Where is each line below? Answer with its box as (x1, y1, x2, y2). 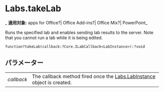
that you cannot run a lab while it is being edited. (5, 35, 103, 41)
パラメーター (5, 59, 44, 67)
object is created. (32, 79, 72, 86)
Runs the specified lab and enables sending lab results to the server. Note (5, 29, 154, 35)
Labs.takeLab (5, 3, 61, 14)
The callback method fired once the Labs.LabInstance (32, 73, 156, 80)
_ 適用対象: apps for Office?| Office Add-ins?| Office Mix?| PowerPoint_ (5, 20, 148, 25)
